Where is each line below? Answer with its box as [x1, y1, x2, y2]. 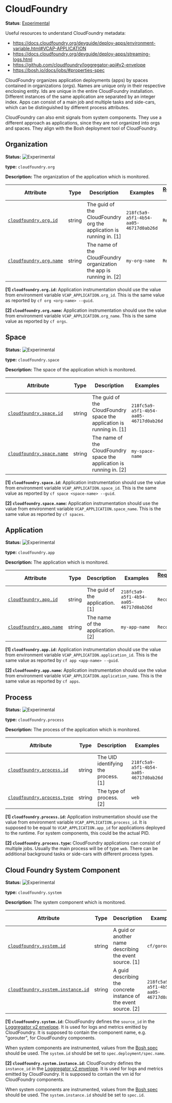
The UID [97, 754, 117, 761]
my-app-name [121, 624, 150, 630]
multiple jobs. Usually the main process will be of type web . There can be [5, 846, 158, 852]
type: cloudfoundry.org [5, 164, 55, 170]
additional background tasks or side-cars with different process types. [5, 851, 154, 857]
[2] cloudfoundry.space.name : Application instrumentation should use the [5, 500, 159, 506]
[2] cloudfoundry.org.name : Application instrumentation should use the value [5, 307, 167, 313]
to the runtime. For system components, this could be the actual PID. [5, 830, 150, 836]
